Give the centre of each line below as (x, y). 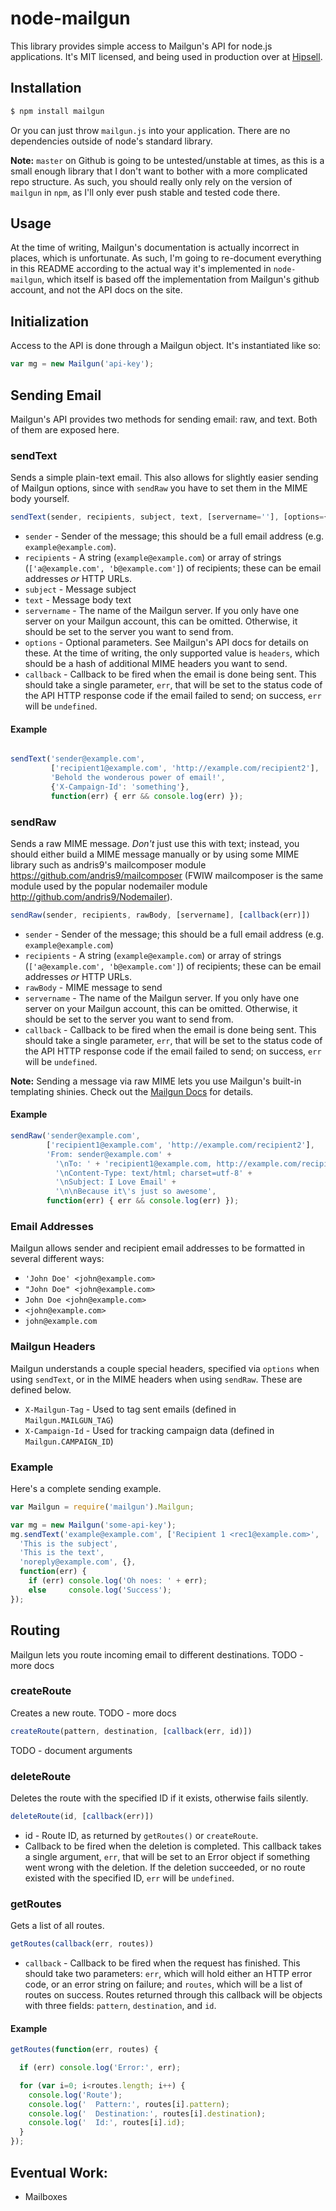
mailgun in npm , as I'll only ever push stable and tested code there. (145, 192)
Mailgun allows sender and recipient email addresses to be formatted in (157, 1248)
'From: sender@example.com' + (109, 1154)
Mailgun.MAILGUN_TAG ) (69, 1419)
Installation (46, 88)
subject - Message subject (80, 589)
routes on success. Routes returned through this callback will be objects (173, 1995)
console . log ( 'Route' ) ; (75, 2095)
